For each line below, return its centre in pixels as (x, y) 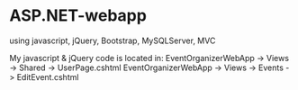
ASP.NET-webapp (78, 16)
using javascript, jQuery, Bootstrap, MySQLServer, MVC (113, 40)
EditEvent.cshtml (48, 76)
